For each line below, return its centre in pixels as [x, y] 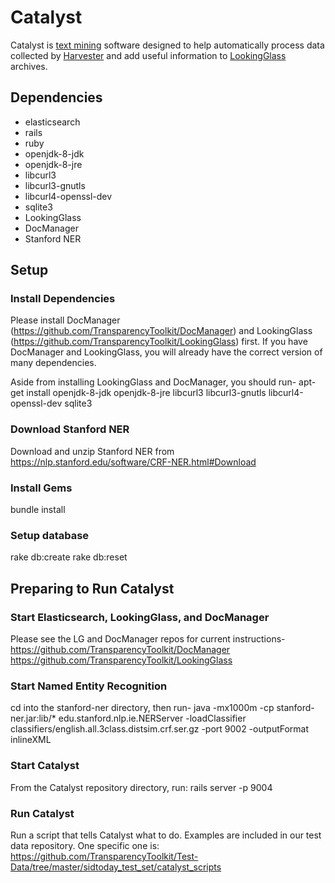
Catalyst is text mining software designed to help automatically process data [167, 45]
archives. [29, 66]
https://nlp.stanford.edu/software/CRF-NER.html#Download [133, 462]
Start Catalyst [45, 766]
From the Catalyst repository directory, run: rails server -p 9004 [141, 787]
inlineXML [31, 740]
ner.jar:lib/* [33, 718]
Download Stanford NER [70, 429]
